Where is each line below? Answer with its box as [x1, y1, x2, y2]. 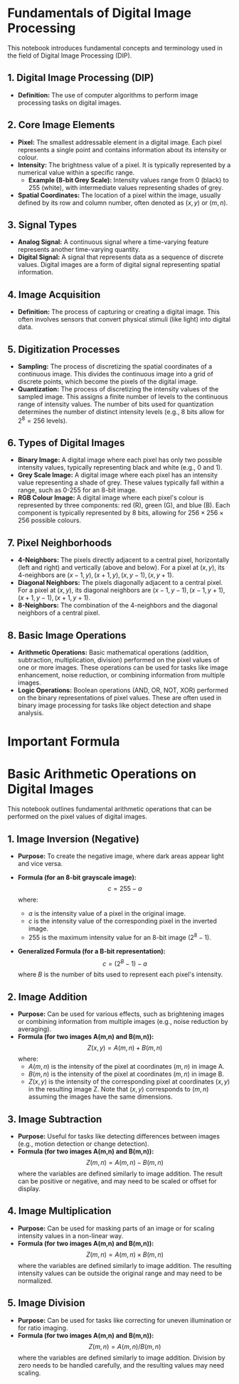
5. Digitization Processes [7, 343, 120, 355]
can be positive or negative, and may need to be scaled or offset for [17, 1176, 217, 1185]
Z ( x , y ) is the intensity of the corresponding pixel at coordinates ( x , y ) [28, 1077, 230, 1086]
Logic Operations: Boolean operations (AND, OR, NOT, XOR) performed [17, 686, 229, 694]
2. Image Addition [7, 991, 87, 1003]
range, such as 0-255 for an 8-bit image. [17, 486, 137, 495]
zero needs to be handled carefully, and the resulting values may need [17, 1361, 225, 1369]
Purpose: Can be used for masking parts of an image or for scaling [17, 1224, 215, 1232]
